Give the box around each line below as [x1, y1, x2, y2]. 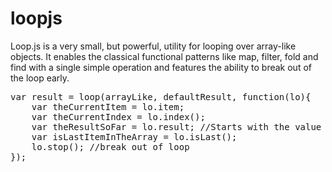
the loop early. [10, 72, 70, 84]
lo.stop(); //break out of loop [31, 141, 190, 152]
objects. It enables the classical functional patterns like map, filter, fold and [10, 50, 319, 62]
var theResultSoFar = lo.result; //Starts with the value [31, 121, 322, 132]
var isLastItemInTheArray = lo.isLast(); [31, 131, 238, 142]
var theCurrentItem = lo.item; [31, 101, 185, 112]
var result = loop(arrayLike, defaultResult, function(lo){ [10, 91, 312, 102]
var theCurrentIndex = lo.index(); [31, 111, 206, 122]
